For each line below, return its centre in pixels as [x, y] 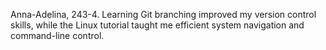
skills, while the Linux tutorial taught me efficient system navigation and [157, 25]
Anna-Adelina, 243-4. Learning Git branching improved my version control [163, 14]
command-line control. [57, 35]
